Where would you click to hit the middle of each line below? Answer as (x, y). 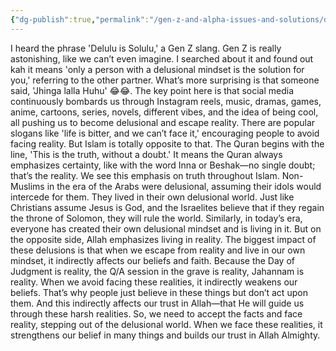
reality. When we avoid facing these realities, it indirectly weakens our (154, 282)
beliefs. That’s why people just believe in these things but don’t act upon (159, 292)
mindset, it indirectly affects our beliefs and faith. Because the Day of (152, 260)
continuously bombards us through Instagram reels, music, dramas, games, (166, 101)
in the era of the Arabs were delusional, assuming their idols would (184, 186)
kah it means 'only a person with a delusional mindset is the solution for (157, 69)
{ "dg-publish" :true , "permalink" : (80, 19)
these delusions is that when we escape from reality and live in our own (158, 250)
